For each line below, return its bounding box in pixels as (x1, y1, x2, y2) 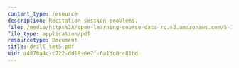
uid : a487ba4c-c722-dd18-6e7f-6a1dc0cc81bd (7, 50, 139, 57)
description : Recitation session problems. (7, 17, 139, 24)
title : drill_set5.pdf (7, 43, 75, 50)
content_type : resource (7, 10, 78, 18)
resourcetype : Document (7, 37, 78, 44)
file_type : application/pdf (7, 30, 91, 38)
